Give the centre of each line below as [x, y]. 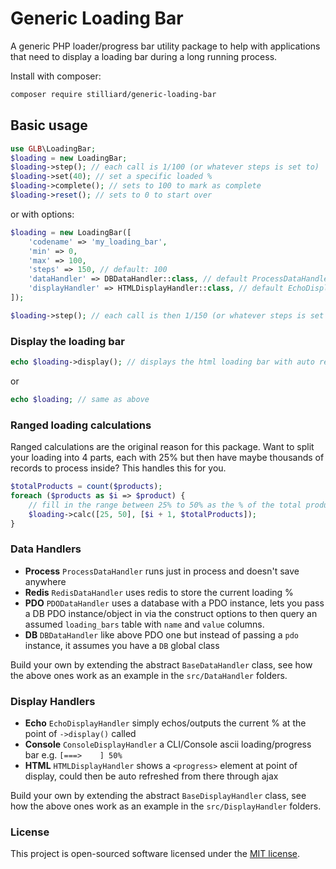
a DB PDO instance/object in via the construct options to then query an [171, 613]
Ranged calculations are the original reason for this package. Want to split [162, 447]
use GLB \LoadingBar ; [53, 148]
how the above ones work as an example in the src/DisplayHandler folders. [166, 806]
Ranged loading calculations [81, 425]
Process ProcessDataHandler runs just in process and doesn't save [162, 571]
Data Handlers [46, 549]
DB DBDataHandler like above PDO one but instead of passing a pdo [161, 634]
